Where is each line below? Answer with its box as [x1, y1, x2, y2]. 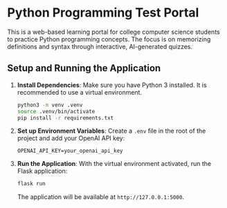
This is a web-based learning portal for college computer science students [7, 28, 220, 36]
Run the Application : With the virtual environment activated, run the [17, 160, 212, 168]
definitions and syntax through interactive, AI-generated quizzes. [7, 42, 193, 50]
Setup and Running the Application [7, 62, 161, 74]
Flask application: [17, 167, 68, 176]
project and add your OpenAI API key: [17, 134, 125, 142]
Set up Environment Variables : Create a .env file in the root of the [17, 126, 206, 135]
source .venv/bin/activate [17, 108, 96, 115]
